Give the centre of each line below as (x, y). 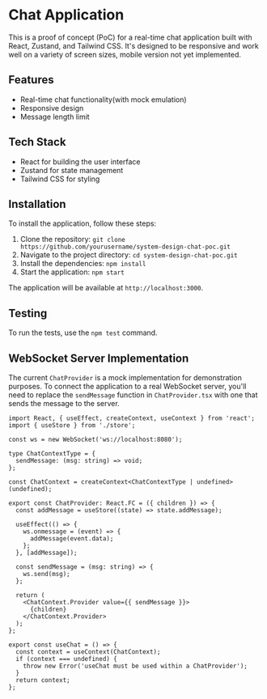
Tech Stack (37, 142)
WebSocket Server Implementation (99, 358)
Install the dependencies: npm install (83, 264)
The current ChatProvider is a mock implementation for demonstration (125, 377)
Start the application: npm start (72, 272)
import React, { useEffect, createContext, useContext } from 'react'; (131, 418)
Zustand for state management (72, 170)
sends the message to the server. (64, 403)
